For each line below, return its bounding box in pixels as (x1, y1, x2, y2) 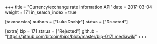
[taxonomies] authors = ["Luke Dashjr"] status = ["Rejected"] (5, 19, 128, 24)
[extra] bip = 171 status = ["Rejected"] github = (5, 28, 99, 34)
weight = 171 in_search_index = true (5, 9, 77, 15)
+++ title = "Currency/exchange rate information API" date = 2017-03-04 (5, 4, 152, 10)
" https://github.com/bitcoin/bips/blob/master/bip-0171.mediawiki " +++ (5, 34, 147, 39)
